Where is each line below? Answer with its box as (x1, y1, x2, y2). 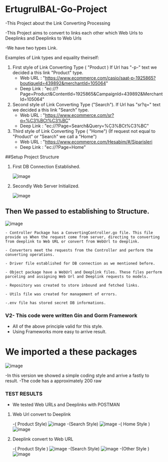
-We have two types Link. (5, 45, 57, 51)
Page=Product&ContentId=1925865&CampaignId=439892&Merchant (19, 91, 163, 97)
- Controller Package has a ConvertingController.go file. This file (5, 230, 153, 235)
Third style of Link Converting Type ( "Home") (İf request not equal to (12, 128, 156, 134)
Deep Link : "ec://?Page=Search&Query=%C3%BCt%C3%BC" (19, 123, 149, 129)
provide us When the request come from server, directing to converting (5, 235, 160, 240)
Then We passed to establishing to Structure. (5, 207, 149, 216)
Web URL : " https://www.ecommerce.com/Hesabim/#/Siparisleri (19, 139, 152, 145)
